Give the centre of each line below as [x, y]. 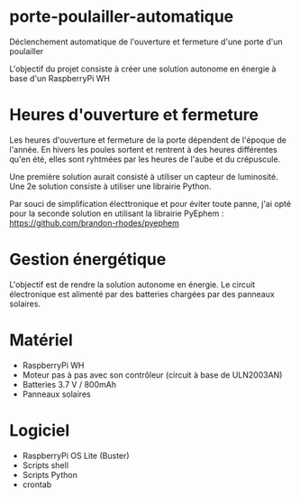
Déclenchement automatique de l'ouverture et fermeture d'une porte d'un [146, 42]
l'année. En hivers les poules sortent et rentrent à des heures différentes [143, 149]
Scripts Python [50, 474]
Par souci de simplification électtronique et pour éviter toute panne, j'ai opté [150, 203]
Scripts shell [45, 465]
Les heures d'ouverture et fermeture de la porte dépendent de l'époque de [148, 140]
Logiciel [40, 430]
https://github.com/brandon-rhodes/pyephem [95, 222]
